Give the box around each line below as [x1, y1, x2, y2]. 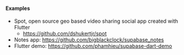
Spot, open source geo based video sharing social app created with [14, 18, 179, 25]
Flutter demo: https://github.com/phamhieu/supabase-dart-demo [14, 43, 172, 50]
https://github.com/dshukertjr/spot [22, 30, 107, 37]
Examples [5, 5, 31, 12]
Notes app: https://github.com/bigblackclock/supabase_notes [14, 36, 164, 43]
